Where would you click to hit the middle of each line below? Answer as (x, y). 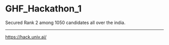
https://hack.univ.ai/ (26, 37)
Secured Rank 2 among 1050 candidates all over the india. (65, 22)
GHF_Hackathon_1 (44, 9)
